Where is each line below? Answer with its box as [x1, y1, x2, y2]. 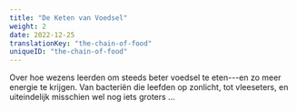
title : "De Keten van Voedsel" [9, 13, 128, 23]
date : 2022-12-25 [9, 30, 75, 39]
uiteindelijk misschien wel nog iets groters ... [9, 92, 175, 103]
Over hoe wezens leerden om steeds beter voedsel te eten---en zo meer [9, 72, 282, 83]
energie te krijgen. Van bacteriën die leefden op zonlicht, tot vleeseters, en [9, 82, 289, 93]
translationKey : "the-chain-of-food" [9, 38, 153, 48]
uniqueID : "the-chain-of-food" [9, 47, 128, 56]
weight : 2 [9, 22, 47, 31]
